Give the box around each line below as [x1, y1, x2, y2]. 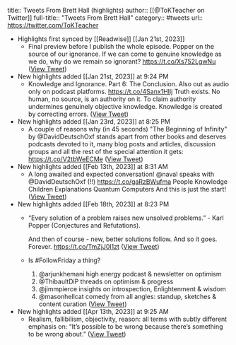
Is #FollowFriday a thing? [28, 256, 101, 264]
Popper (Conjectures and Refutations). [28, 221, 141, 229]
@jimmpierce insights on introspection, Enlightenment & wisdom [38, 285, 226, 293]
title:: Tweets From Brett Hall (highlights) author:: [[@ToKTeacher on [7, 6, 205, 14]
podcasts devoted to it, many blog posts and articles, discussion [28, 140, 216, 148]
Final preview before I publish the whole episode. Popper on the [28, 42, 214, 50]
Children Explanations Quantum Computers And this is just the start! [28, 185, 227, 193]
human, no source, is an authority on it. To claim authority [28, 95, 196, 103]
